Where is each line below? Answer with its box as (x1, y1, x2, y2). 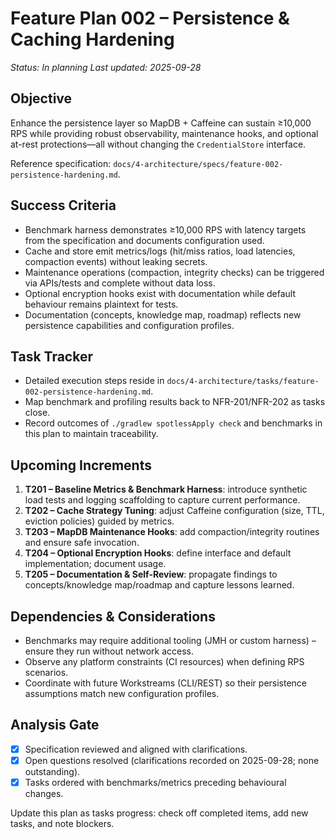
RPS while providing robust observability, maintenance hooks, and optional (10, 127, 319, 139)
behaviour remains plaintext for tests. (24, 298, 179, 310)
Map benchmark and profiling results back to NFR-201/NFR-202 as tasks (24, 396, 326, 408)
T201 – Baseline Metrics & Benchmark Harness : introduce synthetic (24, 483, 308, 496)
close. (24, 407, 51, 419)
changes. (24, 788, 64, 799)
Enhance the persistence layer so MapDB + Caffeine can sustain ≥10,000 (10, 117, 312, 129)
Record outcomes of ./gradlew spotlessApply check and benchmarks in (24, 417, 323, 429)
